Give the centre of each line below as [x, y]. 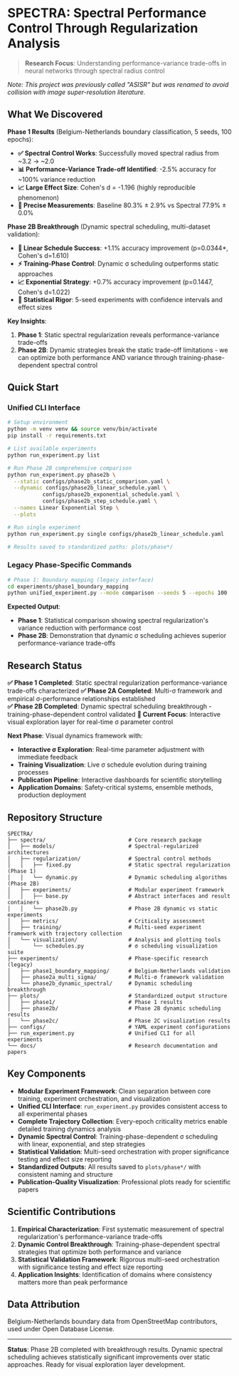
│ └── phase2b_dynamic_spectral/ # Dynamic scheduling [100, 983]
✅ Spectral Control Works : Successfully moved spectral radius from [118, 153]
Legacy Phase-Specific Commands [70, 565]
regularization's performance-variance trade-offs [90, 1236]
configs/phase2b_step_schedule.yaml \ [100, 501]
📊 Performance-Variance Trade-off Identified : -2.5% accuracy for [117, 169]
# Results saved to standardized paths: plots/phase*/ [90, 547]
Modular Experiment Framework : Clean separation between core [114, 1091]
